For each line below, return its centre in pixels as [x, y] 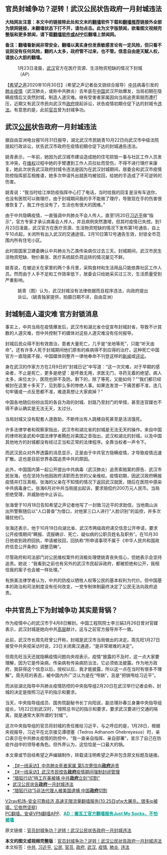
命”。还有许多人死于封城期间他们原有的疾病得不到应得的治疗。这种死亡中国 [83, 350]
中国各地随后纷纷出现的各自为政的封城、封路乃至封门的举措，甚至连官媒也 [81, 402]
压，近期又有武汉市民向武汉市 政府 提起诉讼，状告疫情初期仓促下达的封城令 [81, 103]
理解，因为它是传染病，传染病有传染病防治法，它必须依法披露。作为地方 [79, 663]
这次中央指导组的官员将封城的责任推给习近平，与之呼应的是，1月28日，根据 [83, 726]
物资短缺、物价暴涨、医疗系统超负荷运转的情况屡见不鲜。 [68, 257]
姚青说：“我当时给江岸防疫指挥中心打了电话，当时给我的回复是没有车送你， [83, 192]
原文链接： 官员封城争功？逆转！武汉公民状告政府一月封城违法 [68, 831]
